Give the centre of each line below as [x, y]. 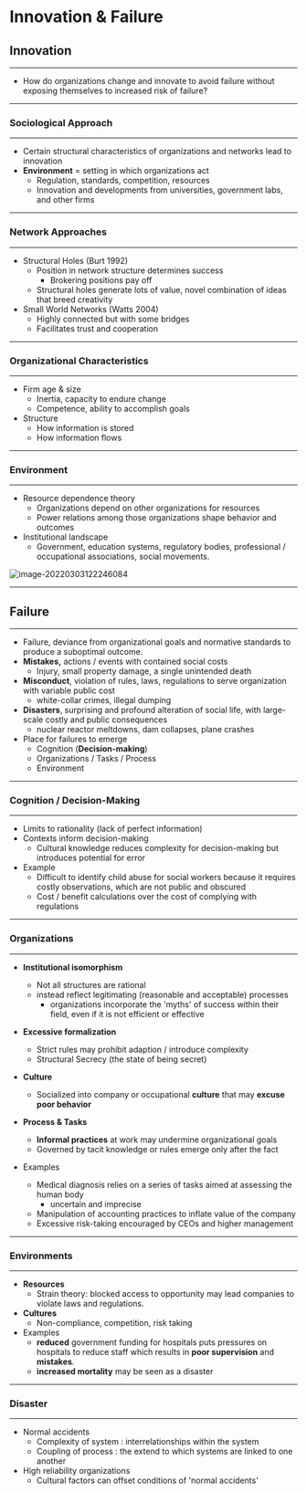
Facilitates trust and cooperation [97, 328]
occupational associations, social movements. [123, 557]
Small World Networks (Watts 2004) [90, 309]
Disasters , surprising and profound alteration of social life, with [142, 710]
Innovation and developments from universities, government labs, [159, 190]
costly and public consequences [106, 720]
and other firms [65, 200]
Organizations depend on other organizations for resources [148, 508]
